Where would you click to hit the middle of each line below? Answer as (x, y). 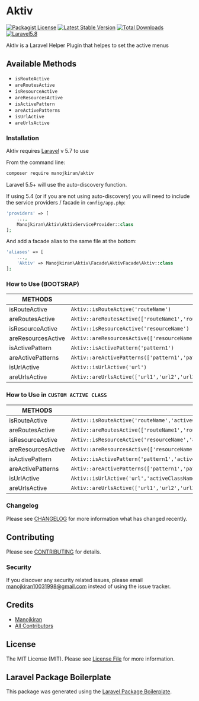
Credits (20, 605)
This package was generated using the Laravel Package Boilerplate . (89, 691)
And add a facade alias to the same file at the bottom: (71, 241)
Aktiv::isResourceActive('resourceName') (130, 329)
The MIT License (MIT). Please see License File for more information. (90, 659)
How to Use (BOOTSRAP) (43, 284)
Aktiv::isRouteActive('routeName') (121, 309)
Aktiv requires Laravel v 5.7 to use (47, 151)
